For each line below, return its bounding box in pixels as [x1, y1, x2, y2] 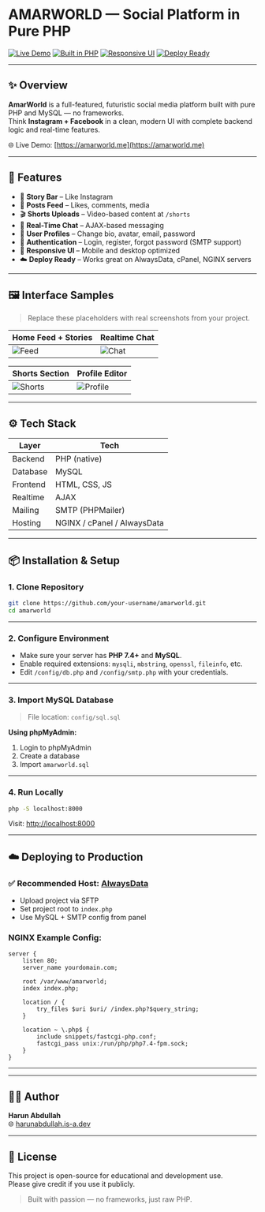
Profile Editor [77, 368, 128, 380]
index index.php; [22, 985, 80, 993]
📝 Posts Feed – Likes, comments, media [19, 200, 150, 210]
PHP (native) [54, 454, 103, 465]
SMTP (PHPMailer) [54, 505, 125, 516]
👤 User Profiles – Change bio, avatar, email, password [19, 229, 196, 238]
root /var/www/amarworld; [22, 978, 108, 986]
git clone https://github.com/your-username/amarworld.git [8, 599, 207, 607]
